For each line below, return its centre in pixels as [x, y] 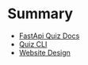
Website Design [44, 52]
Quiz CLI [33, 44]
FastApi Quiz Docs [49, 36]
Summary [40, 14]
